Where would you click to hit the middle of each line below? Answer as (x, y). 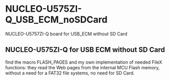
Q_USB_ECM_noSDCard (56, 20)
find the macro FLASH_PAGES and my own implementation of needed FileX (84, 62)
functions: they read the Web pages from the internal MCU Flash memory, (82, 67)
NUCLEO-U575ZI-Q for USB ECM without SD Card (85, 50)
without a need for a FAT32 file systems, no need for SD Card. (70, 73)
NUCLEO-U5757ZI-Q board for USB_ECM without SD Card (66, 34)
